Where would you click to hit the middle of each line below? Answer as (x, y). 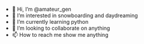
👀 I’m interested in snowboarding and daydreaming (75, 15)
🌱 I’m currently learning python (50, 22)
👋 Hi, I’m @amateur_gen (42, 9)
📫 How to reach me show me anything (60, 35)
